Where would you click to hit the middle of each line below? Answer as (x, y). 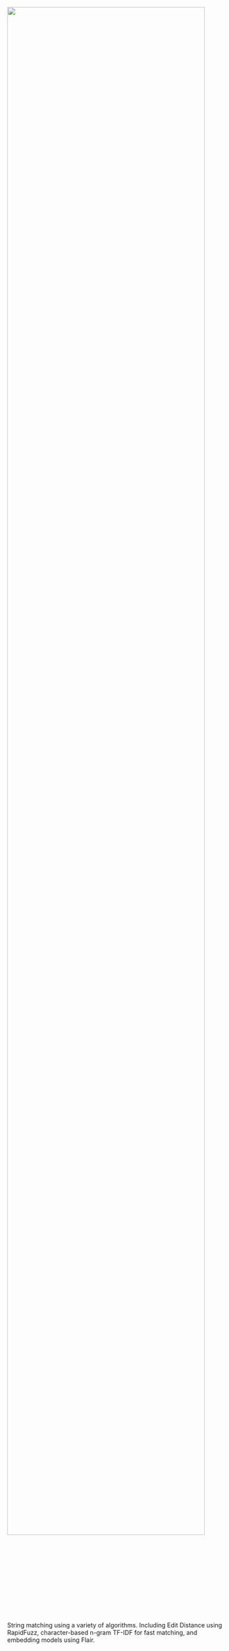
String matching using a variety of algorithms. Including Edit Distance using (115, 1625)
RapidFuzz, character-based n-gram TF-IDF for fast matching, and (102, 1633)
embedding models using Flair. (51, 1640)
